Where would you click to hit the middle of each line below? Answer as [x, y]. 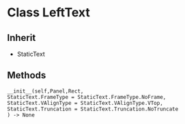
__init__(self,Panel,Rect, [45, 91]
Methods [27, 75]
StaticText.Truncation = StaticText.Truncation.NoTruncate [93, 109]
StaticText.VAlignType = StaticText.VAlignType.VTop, [85, 103]
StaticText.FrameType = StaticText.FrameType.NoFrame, [87, 97]
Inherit [22, 38]
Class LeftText [48, 13]
